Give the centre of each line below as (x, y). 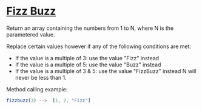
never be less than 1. (41, 77)
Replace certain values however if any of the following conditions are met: (99, 46)
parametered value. (31, 34)
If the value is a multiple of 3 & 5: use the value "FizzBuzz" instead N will (106, 71)
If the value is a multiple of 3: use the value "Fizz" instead (87, 58)
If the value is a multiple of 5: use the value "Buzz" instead (88, 65)
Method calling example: (37, 89)
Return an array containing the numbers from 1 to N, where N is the (90, 28)
